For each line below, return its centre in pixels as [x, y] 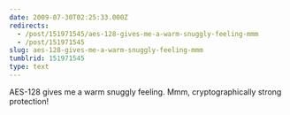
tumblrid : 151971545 [47, 58]
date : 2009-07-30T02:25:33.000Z [69, 17]
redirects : [29, 26]
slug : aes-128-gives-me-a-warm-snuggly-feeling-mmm [106, 50]
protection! [29, 101]
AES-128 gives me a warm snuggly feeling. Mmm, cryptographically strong [145, 92]
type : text [29, 67]
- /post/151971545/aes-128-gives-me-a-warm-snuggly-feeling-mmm [138, 34]
